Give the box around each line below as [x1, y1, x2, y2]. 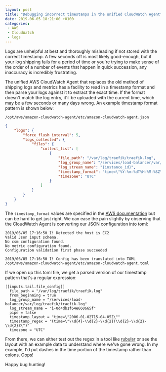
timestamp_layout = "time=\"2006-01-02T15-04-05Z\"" [9, 314, 121, 319]
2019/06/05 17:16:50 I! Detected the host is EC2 [5, 230, 110, 235]
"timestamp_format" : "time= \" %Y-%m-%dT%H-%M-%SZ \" [58, 169, 165, 174]
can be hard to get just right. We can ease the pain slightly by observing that [5, 215, 161, 221]
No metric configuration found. [5, 243, 72, 248]
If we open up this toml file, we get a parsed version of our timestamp [5, 269, 147, 275]
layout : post [5, 7, 32, 12]
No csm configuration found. [5, 239, 65, 244]
